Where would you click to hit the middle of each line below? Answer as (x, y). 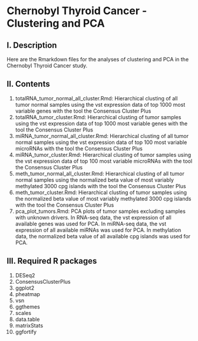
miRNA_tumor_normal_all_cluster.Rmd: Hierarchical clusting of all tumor (102, 136)
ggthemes (27, 306)
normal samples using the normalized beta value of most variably (95, 180)
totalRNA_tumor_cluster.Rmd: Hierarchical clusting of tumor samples (98, 117)
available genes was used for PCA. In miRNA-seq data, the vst (91, 224)
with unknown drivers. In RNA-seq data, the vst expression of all (93, 217)
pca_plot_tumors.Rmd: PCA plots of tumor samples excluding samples (100, 211)
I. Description (32, 45)
